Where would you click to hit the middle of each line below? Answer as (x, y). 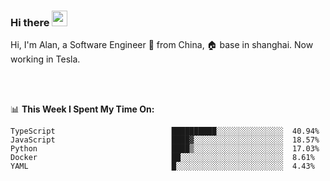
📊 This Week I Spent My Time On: (82, 109)
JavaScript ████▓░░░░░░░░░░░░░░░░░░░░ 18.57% (165, 140)
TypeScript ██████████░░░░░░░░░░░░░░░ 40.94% (165, 131)
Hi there (30, 22)
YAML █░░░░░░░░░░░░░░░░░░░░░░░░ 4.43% (162, 166)
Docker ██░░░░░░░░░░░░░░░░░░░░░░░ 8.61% (162, 158)
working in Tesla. (45, 59)
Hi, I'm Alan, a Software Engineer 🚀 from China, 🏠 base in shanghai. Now (162, 45)
